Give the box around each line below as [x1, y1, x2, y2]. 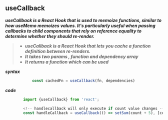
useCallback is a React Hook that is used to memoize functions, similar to [5, 17, 161, 23]
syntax [5, 68, 20, 74]
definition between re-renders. [24, 48, 91, 54]
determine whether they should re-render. [5, 33, 95, 39]
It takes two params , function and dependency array [24, 53, 138, 59]
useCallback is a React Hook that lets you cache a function [24, 42, 151, 49]
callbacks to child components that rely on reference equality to [5, 27, 141, 34]
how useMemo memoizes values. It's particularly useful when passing [5, 22, 156, 28]
